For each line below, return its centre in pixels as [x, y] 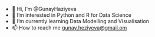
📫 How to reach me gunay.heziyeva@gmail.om [69, 28]
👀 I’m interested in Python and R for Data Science [71, 15]
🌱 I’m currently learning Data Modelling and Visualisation [80, 21]
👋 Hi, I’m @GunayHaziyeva [44, 9]
